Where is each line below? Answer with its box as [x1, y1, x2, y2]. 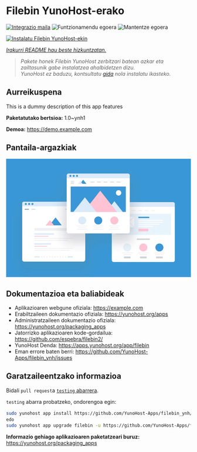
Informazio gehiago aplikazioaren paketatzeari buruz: [6, 433, 140, 440]
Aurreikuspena [6, 87, 62, 98]
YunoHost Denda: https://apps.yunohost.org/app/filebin [14, 341, 150, 349]
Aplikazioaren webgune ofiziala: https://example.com [14, 304, 144, 311]
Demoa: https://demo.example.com [6, 125, 93, 133]
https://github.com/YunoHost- [75, 348, 148, 355]
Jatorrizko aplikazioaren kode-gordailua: [14, 329, 113, 336]
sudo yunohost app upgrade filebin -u [6, 423, 101, 428]
